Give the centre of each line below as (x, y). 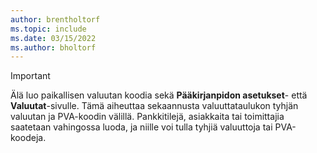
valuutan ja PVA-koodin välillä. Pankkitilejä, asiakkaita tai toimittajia (147, 117)
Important (30, 76)
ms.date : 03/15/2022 (53, 38)
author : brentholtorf (55, 19)
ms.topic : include (48, 29)
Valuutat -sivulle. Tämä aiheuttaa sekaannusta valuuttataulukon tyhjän (154, 106)
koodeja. (28, 138)
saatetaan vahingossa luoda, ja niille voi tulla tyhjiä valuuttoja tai (141, 127)
